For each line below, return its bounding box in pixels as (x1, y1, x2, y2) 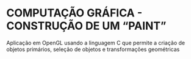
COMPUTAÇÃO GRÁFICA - (6, 6, 143, 20)
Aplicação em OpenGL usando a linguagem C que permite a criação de (6, 39, 185, 46)
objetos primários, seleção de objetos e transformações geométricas (6, 46, 180, 53)
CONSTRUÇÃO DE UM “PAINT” (6, 19, 167, 33)
